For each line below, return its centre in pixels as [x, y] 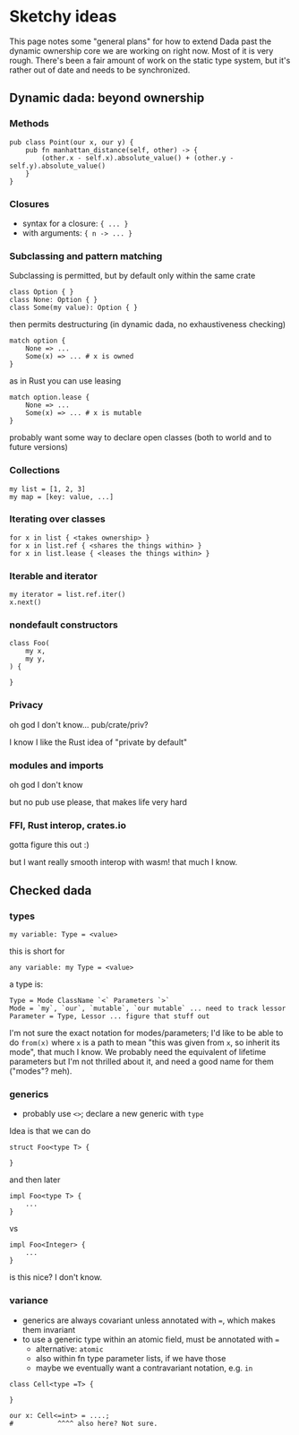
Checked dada [51, 890]
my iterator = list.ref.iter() [68, 595]
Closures [30, 203]
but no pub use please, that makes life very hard [98, 802]
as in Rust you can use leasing [65, 381]
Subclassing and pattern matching [86, 255]
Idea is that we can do [50, 1131]
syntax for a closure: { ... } [75, 223]
